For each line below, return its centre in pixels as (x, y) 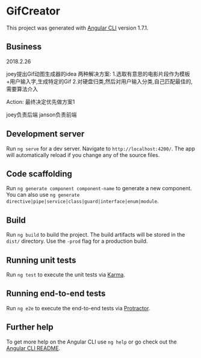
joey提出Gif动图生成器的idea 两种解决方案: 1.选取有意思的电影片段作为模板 (98, 74)
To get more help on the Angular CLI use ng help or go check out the (91, 342)
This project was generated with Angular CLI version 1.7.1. (77, 28)
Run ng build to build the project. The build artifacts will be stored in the (96, 235)
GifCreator (33, 11)
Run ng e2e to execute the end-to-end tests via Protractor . (78, 308)
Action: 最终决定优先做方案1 (41, 101)
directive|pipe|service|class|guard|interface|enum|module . (82, 201)
